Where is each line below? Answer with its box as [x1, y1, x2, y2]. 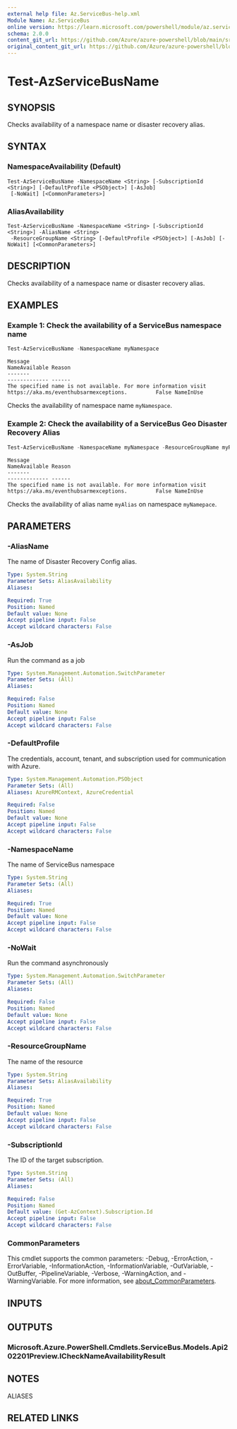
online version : [7, 23, 55, 30]
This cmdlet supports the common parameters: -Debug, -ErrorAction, [7, 1254, 209, 1263]
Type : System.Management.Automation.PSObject [7, 776, 143, 783]
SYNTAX [7, 140, 47, 152]
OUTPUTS [7, 1321, 53, 1334]
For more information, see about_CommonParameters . [59, 1277, 217, 1285]
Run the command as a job [7, 656, 85, 664]
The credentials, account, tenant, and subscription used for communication [7, 754, 226, 763]
